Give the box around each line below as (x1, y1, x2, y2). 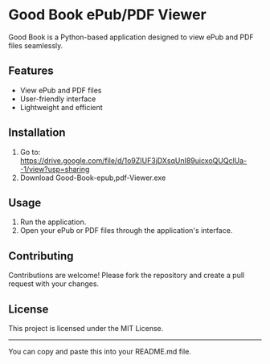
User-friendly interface (19, 94, 96, 104)
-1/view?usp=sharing (19, 164, 90, 174)
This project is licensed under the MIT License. (8, 324, 164, 333)
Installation (8, 126, 66, 140)
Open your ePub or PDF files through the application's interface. (19, 226, 233, 235)
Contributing (8, 249, 74, 263)
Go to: (19, 147, 41, 157)
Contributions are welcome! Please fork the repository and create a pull (8, 271, 245, 280)
